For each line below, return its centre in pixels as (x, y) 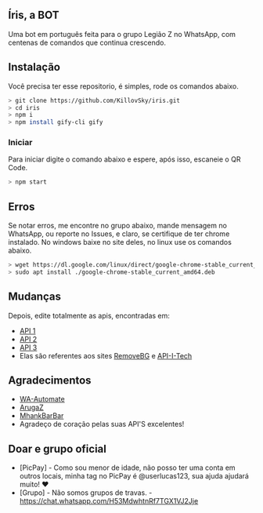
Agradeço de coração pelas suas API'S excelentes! (102, 424)
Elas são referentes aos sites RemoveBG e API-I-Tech (106, 355)
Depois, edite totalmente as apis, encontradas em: (89, 315)
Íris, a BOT (34, 15)
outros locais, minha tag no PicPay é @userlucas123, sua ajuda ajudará (134, 476)
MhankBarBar (41, 416)
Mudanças (34, 297)
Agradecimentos (50, 381)
